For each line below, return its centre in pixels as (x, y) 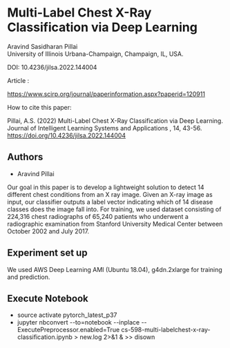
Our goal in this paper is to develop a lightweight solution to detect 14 (106, 187)
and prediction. (29, 277)
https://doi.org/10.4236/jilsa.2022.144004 (67, 135)
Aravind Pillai (36, 173)
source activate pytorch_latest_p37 (67, 315)
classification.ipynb (45, 337)
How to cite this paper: (39, 107)
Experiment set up (47, 253)
